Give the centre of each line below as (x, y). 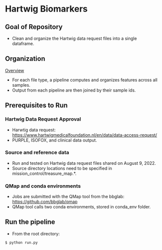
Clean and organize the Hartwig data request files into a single (74, 38)
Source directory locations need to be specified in (62, 168)
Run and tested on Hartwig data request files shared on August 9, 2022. (84, 163)
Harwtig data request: (34, 130)
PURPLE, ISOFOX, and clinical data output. (54, 140)
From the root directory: (36, 234)
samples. (21, 85)
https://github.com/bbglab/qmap (45, 202)
